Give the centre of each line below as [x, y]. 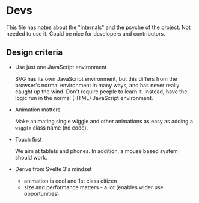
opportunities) [41, 193]
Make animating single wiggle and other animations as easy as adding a [104, 121]
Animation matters [38, 110]
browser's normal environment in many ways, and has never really [97, 85]
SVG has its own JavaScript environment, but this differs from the [96, 78]
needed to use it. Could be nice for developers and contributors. [86, 33]
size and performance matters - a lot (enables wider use [93, 187]
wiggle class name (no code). [51, 128]
